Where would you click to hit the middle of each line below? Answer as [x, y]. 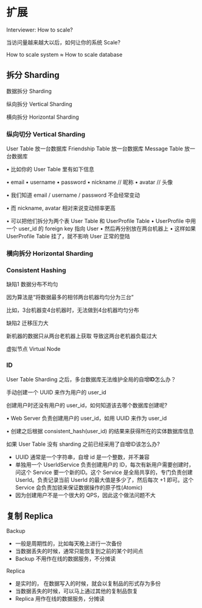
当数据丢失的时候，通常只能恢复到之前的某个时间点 [79, 551]
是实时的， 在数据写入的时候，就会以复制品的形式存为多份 [88, 584]
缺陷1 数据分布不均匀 [32, 285]
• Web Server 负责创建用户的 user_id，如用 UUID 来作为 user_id [87, 418]
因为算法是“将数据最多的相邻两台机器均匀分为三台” [70, 297]
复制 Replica [30, 516]
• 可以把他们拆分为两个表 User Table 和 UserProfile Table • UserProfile [95, 221]
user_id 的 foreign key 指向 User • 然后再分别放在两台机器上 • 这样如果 [107, 228]
